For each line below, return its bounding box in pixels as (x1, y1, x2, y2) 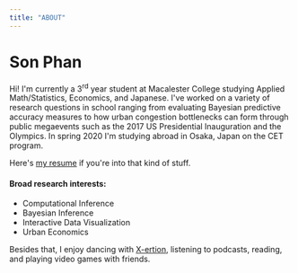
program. (9, 140, 44, 151)
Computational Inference (22, 198, 115, 209)
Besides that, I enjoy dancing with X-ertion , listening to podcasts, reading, (9, 244, 283, 255)
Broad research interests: (9, 178, 107, 189)
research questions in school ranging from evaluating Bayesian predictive (9, 102, 281, 113)
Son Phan (9, 51, 83, 72)
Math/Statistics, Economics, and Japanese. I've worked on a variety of (9, 92, 271, 103)
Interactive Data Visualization (22, 217, 131, 228)
